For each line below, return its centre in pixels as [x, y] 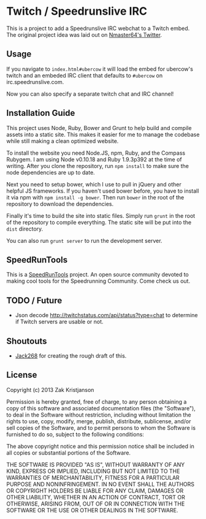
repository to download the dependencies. [60, 204]
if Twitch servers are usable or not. [59, 322]
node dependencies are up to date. [51, 172]
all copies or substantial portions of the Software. [68, 453]
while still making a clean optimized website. [63, 141]
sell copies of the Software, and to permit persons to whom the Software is [101, 428]
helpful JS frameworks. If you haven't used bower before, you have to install [103, 191]
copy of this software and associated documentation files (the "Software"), [101, 408]
